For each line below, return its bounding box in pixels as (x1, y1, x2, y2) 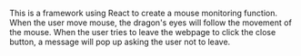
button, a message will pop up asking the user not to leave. (9, 36, 231, 47)
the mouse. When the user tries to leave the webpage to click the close (9, 27, 276, 37)
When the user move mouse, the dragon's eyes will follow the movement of (9, 17, 293, 28)
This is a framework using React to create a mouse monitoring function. (9, 8, 277, 18)
